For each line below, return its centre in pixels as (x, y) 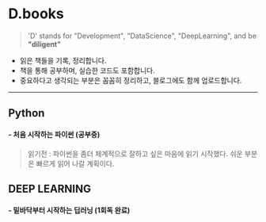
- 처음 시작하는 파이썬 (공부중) (54, 134)
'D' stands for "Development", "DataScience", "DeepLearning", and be (142, 36)
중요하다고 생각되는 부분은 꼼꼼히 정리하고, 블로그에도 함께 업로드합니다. (131, 80)
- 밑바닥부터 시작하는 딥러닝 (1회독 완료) (69, 210)
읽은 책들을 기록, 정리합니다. (63, 60)
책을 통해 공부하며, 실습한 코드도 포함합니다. (87, 70)
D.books (36, 14)
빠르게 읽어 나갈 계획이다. (75, 163)
